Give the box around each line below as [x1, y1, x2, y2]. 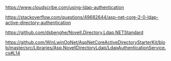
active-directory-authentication [5, 20, 71, 25]
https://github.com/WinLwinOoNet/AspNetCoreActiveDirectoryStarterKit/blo [5, 39, 166, 45]
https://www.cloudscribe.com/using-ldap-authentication [5, 5, 124, 10]
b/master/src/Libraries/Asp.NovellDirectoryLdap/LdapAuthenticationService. [5, 45, 166, 50]
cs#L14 [5, 50, 20, 56]
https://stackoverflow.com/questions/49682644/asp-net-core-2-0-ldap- [5, 14, 159, 20]
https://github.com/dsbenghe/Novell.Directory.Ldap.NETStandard [5, 29, 144, 35]
